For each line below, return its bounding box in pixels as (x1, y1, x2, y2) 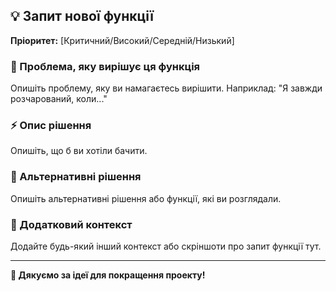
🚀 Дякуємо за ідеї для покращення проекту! (10, 269, 206, 281)
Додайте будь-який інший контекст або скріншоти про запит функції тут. (10, 240, 322, 252)
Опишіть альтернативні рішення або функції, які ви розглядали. (10, 192, 282, 204)
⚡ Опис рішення (10, 119, 92, 133)
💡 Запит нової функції (10, 8, 154, 25)
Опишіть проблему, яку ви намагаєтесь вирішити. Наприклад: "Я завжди (10, 82, 323, 94)
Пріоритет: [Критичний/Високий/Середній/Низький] (10, 34, 235, 46)
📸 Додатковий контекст (10, 217, 133, 231)
